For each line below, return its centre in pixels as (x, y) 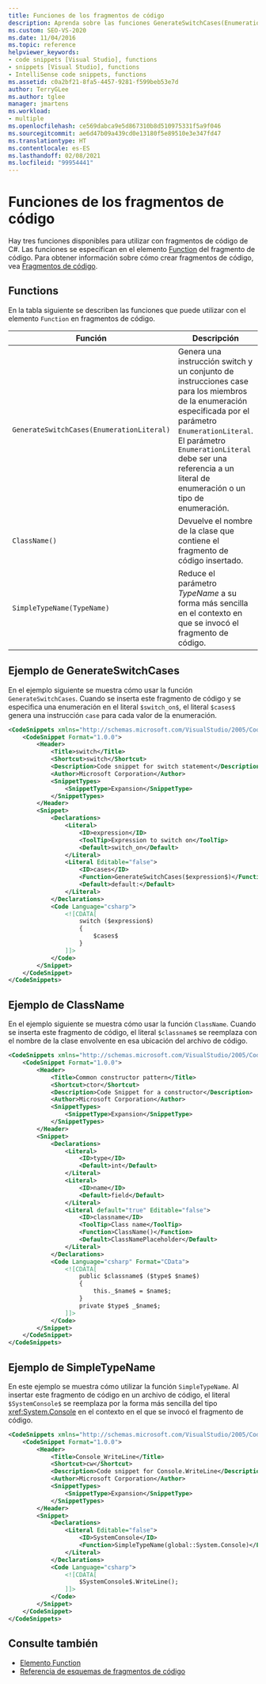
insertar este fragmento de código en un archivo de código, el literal (119, 1395)
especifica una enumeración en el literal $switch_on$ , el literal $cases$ (122, 707)
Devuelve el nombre (215, 521)
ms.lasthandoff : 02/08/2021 (55, 155)
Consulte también (53, 1644)
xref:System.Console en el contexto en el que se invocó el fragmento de (126, 1411)
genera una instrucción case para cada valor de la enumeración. (113, 715)
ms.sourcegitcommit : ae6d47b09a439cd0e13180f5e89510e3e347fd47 (115, 133)
